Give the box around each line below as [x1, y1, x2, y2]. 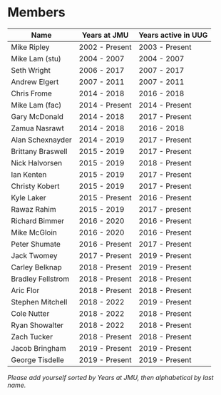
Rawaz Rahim [11, 204, 56, 214]
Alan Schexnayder [11, 135, 73, 145]
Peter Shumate [11, 239, 61, 249]
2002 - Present [78, 42, 132, 52]
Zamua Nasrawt [11, 123, 64, 133]
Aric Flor [11, 285, 40, 295]
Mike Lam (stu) [11, 53, 62, 63]
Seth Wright [11, 65, 51, 75]
